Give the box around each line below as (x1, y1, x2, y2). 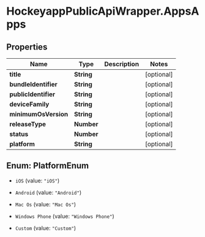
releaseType (9, 120, 47, 128)
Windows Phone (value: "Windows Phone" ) (15, 213, 114, 220)
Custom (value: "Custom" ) (15, 224, 76, 231)
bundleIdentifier (9, 80, 58, 88)
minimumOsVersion (9, 110, 69, 118)
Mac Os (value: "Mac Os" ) (15, 200, 76, 208)
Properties (6, 42, 48, 52)
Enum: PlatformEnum (6, 160, 89, 171)
